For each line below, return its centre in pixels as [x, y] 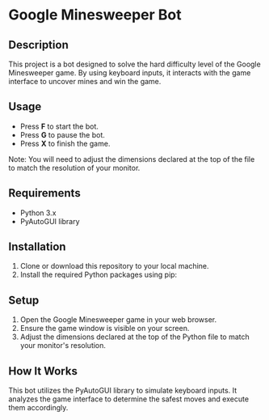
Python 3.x [38, 213]
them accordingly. [38, 408]
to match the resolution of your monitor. [74, 168]
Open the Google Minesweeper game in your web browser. [118, 320]
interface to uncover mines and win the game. [85, 81]
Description [38, 45]
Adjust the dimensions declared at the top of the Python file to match [135, 337]
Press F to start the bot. [59, 126]
